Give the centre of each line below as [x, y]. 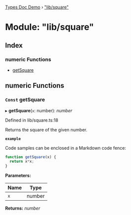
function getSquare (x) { [31, 157]
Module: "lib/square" [50, 27]
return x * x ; [22, 162]
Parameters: [18, 175]
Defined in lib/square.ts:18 [32, 120]
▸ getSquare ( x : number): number [39, 110]
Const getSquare [25, 100]
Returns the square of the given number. [46, 129]
